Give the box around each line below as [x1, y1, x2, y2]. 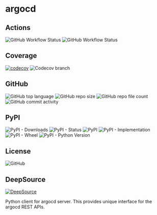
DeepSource [5, 175, 46, 183]
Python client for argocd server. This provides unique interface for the [5, 199, 152, 205]
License [5, 147, 31, 156]
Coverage [5, 51, 37, 60]
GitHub [5, 80, 29, 88]
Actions [5, 23, 31, 32]
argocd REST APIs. [5, 204, 45, 210]
